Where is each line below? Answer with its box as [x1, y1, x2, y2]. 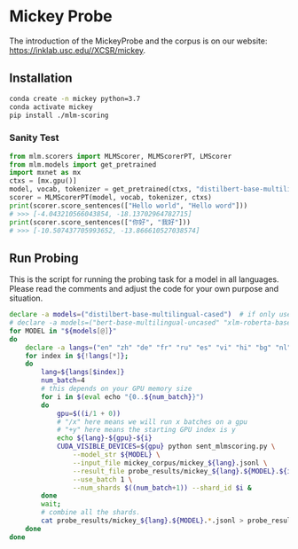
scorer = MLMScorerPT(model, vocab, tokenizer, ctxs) [9, 193, 213, 202]
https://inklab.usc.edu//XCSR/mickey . [9, 44, 146, 55]
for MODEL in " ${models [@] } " [9, 326, 117, 335]
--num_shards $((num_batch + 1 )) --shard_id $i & [72, 483, 252, 492]
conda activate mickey [9, 102, 93, 112]
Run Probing [9, 250, 79, 265]
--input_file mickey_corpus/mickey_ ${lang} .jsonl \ [72, 459, 268, 467]
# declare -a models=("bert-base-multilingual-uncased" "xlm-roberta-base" [9, 318, 295, 327]
